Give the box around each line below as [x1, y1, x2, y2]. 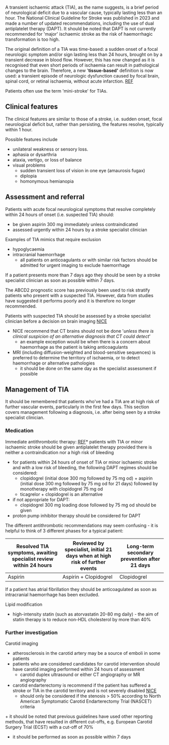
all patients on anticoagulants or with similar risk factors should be [20, 257, 157, 263]
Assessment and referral [5, 193, 84, 201]
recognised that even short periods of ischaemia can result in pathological [5, 62, 159, 68]
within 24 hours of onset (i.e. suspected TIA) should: [5, 211, 114, 217]
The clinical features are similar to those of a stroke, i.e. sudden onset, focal [5, 116, 162, 122]
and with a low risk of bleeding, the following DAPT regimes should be [12, 464, 158, 470]
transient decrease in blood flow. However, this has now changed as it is [5, 57, 155, 62]
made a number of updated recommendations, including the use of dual [5, 20, 154, 26]
